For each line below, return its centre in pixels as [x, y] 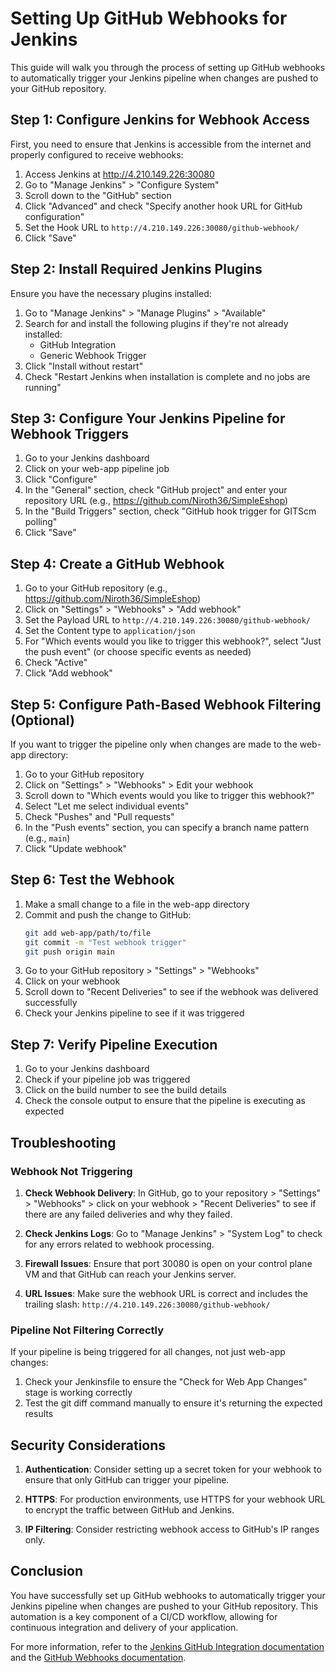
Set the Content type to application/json [110, 631]
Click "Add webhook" [68, 673]
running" [43, 387]
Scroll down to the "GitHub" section [98, 195]
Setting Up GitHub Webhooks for [149, 18]
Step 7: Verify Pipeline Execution [114, 1044]
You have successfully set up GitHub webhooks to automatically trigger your [168, 1595]
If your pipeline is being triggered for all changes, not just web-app [148, 1352]
